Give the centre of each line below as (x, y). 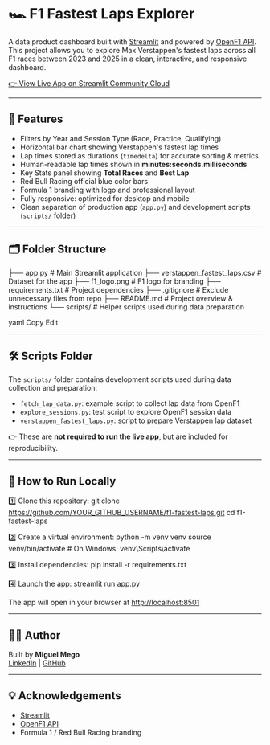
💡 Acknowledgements (65, 696)
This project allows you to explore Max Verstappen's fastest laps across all (132, 50)
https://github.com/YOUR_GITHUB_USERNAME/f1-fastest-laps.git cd (122, 513)
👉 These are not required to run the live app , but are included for (118, 436)
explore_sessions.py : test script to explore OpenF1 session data (126, 412)
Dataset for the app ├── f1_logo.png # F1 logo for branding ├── (115, 281)
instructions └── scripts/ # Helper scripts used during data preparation (127, 307)
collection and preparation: (53, 388)
